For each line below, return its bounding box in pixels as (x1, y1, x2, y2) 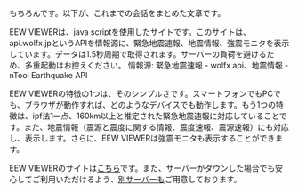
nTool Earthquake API (9, 70, 88, 80)
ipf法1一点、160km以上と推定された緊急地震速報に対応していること (32, 110, 280, 121)
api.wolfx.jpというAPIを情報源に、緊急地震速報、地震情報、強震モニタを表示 (9, 38, 290, 48)
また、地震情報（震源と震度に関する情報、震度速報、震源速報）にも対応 (23, 122, 289, 132)
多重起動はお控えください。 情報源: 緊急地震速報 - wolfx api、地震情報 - (24, 60, 289, 70)
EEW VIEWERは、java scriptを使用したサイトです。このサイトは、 (9, 27, 252, 37)
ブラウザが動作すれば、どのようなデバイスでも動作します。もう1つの (24, 100, 277, 109)
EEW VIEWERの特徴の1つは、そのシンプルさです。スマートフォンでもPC (9, 88, 274, 99)
